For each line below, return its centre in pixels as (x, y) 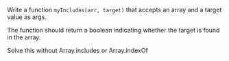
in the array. (24, 37)
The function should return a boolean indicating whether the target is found (113, 30)
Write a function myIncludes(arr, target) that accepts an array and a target (114, 10)
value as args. (27, 17)
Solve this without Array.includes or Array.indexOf (78, 50)
